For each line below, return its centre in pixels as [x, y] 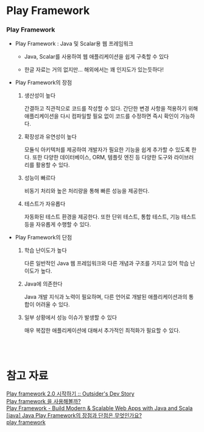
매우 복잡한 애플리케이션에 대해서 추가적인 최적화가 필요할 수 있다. [102, 331]
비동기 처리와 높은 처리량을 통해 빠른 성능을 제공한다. [87, 191]
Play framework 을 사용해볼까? [44, 401]
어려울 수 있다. [53, 304]
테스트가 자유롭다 [45, 204]
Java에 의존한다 [43, 284]
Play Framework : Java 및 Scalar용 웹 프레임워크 [74, 44]
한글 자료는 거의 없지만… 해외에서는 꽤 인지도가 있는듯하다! [94, 70]
